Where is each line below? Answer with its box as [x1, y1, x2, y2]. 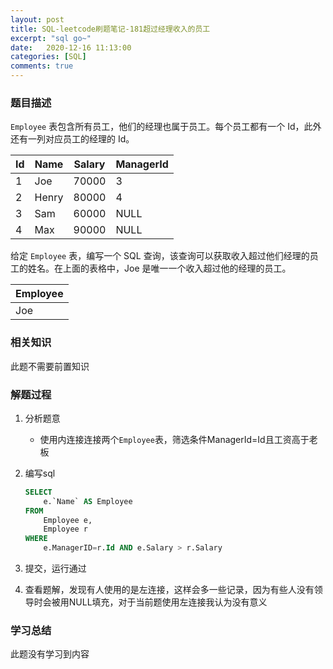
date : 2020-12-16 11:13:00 [10, 42, 132, 53]
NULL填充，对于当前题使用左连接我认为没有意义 [68, 596, 268, 608]
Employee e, [43, 515, 93, 525]
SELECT [24, 487, 53, 497]
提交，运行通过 [24, 562, 87, 575]
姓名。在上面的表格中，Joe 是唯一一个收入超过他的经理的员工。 [27, 262, 292, 275]
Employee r [43, 524, 89, 535]
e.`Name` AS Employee [43, 496, 133, 506]
